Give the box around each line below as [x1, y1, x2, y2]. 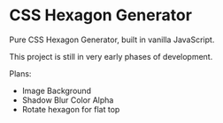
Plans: [9, 68, 32, 79]
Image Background [21, 85, 91, 96]
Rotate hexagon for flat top [21, 104, 120, 114]
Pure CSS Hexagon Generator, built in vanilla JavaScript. [9, 34, 215, 45]
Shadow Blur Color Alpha [21, 94, 114, 105]
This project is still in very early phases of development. [9, 51, 213, 61]
